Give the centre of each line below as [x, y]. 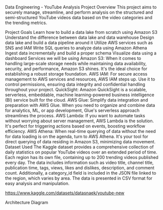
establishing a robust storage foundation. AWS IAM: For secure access [76, 74]
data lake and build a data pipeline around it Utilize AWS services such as [79, 43]
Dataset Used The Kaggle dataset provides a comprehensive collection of [80, 147]
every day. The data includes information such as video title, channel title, [79, 162]
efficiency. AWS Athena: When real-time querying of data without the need [81, 131]
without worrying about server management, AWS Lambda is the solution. [80, 121]
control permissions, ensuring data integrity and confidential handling [75, 84]
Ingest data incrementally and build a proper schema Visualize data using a [81, 53]
